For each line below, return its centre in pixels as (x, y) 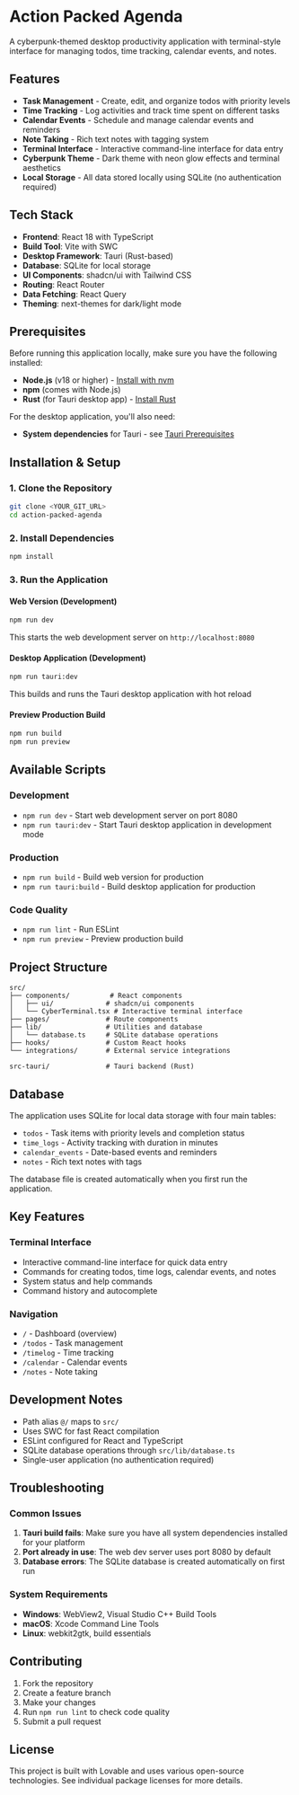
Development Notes (66, 1400)
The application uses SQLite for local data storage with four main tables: (143, 1115)
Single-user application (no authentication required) (118, 1459)
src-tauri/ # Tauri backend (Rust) (102, 1066)
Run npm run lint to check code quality (96, 1711)
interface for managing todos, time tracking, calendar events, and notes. (143, 50)
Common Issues (46, 1514)
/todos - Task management (73, 1343)
